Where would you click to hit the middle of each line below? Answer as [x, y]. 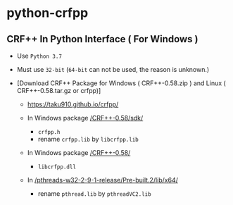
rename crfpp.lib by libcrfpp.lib [88, 139]
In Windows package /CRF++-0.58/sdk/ [85, 118]
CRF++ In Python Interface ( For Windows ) [102, 39]
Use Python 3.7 [39, 56]
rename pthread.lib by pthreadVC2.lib [95, 194]
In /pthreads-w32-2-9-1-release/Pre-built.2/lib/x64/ [103, 180]
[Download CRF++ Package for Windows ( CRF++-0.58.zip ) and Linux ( [121, 83]
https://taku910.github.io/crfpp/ [73, 104]
